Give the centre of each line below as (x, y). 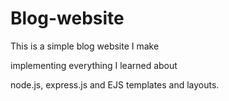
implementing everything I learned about (94, 65)
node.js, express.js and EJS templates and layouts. (115, 84)
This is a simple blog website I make (85, 46)
